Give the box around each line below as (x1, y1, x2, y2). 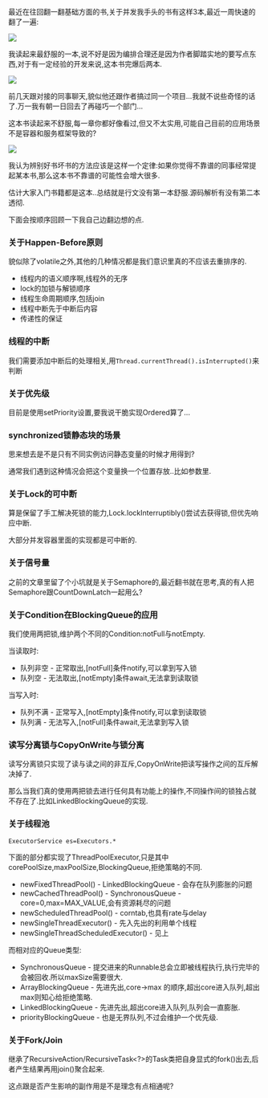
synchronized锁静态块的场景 (8, 429, 121, 440)
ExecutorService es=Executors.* (8, 837, 116, 845)
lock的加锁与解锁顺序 (19, 284, 91, 293)
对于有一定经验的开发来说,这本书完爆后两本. (17, 59, 163, 68)
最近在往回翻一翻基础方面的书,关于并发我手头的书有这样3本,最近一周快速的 (8, 7, 256, 16)
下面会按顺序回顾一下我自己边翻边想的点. (8, 215, 144, 224)
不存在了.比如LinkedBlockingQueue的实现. (8, 796, 148, 806)
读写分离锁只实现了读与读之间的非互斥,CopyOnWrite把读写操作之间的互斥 (8, 759, 251, 769)
